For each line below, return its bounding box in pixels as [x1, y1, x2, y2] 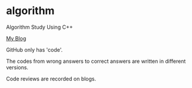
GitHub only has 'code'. [6, 46, 63, 53]
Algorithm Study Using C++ [6, 23, 73, 31]
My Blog [6, 35, 27, 42]
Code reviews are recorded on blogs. [6, 75, 97, 82]
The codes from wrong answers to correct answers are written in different [6, 57, 186, 65]
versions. [6, 63, 28, 71]
